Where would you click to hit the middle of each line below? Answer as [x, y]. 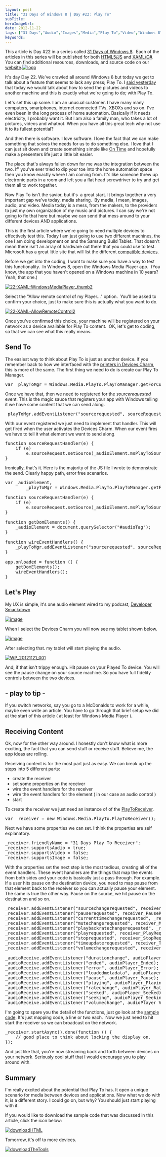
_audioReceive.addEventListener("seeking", [59, 998]
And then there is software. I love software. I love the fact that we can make [82, 138]
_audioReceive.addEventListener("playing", [59, 983]
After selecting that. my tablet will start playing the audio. [63, 648]
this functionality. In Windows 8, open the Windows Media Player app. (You [83, 267]
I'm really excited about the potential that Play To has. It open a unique [77, 1089]
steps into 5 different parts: [33, 769]
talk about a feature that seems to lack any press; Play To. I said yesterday [81, 82]
